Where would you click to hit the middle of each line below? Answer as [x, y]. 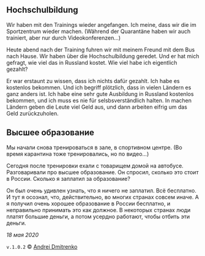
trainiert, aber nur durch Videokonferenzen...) [64, 38]
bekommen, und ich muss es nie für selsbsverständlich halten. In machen [99, 100]
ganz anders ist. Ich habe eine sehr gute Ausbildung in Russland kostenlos [100, 93]
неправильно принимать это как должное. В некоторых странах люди [99, 210]
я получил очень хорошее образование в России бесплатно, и [88, 203]
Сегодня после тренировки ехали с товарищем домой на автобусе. [95, 166]
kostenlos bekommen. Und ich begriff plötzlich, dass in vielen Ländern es [99, 87]
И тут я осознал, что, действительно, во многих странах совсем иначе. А [102, 197]
